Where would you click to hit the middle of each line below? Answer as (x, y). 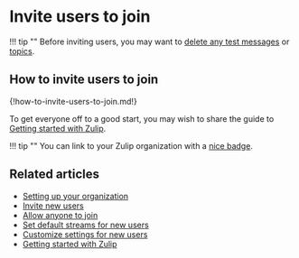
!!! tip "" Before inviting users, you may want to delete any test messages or (149, 41)
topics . (22, 51)
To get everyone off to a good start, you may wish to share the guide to (142, 118)
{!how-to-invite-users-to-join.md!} (73, 101)
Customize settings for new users (85, 234)
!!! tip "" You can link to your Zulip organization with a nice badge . (131, 145)
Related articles (54, 175)
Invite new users (53, 206)
